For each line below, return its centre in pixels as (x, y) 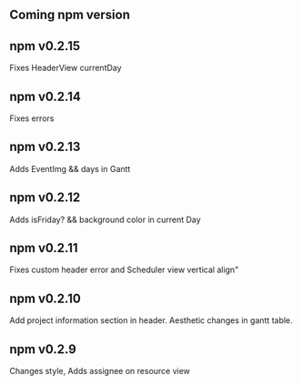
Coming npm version (70, 15)
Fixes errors (32, 118)
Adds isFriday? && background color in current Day (106, 219)
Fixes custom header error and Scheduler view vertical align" (124, 270)
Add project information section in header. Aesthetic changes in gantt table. (151, 320)
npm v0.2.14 (45, 96)
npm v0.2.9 (43, 349)
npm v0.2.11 (44, 248)
